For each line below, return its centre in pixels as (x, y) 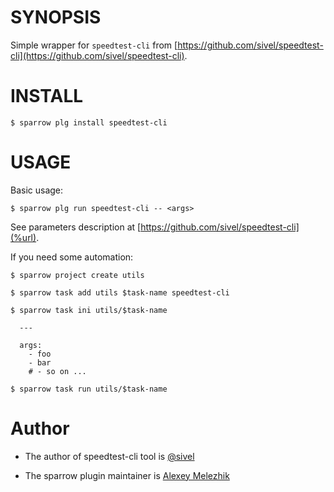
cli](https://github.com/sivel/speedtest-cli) (97, 55)
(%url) (23, 237)
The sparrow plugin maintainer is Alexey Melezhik (127, 475)
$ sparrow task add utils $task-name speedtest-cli (120, 292)
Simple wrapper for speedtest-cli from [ (94, 45)
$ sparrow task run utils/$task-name (89, 389)
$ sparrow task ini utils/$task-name (89, 310)
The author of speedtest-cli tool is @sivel (109, 456)
